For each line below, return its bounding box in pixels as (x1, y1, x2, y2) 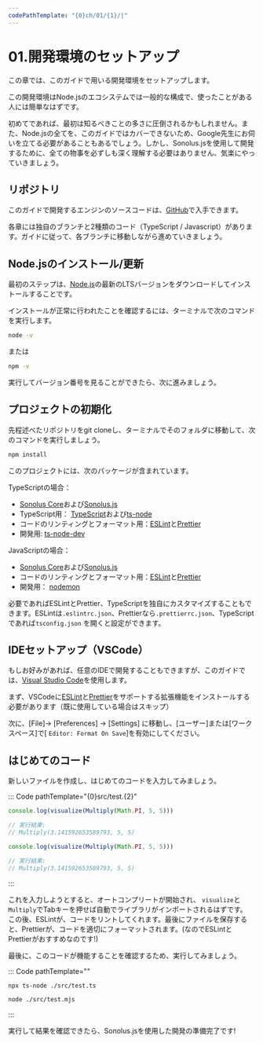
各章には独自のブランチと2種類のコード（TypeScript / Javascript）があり (8, 222, 246, 232)
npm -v (8, 362, 30, 370)
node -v (8, 332, 34, 340)
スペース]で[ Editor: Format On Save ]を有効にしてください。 (8, 729, 204, 738)
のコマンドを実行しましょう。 (8, 435, 104, 444)
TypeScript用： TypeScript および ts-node (19, 509, 152, 519)
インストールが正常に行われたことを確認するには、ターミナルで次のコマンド (8, 306, 256, 315)
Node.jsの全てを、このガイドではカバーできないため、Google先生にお (21, 128, 249, 138)
